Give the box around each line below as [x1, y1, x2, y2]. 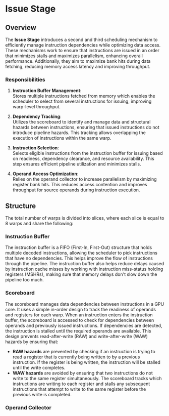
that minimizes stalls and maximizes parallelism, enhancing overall [5, 53, 143, 59]
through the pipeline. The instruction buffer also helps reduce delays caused [5, 261, 164, 267]
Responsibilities [5, 76, 45, 83]
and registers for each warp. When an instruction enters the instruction [5, 312, 153, 318]
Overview [5, 23, 37, 32]
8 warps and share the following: [5, 221, 74, 227]
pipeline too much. [5, 277, 44, 283]
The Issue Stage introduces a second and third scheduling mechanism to [5, 36, 158, 43]
